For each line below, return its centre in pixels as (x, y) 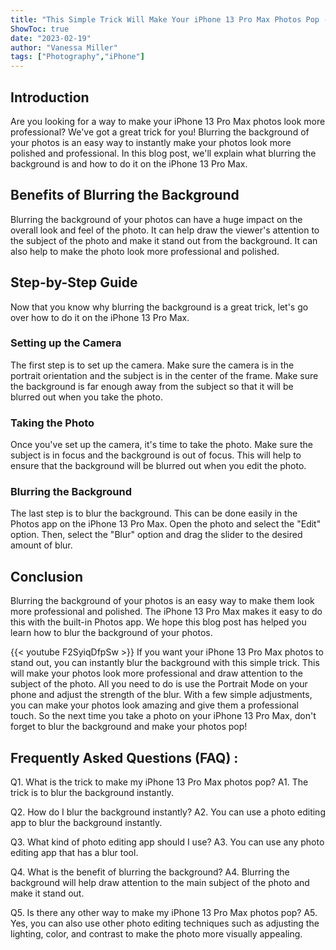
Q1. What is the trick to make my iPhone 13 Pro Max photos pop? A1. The (159, 782)
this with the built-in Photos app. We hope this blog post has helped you (158, 622)
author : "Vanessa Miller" (64, 47)
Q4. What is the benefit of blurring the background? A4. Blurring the (150, 872)
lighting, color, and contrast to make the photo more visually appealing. (156, 934)
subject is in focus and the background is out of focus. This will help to (156, 455)
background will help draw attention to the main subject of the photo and (160, 883)
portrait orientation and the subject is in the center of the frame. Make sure (164, 375)
